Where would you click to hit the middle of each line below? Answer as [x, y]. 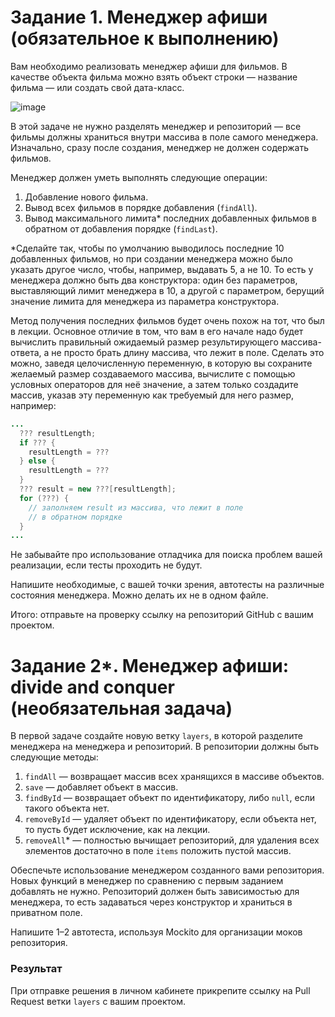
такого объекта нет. [67, 808]
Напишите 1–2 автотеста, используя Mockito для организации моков [156, 932]
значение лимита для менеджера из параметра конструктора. [145, 301]
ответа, [26, 352]
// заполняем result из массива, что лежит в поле [136, 507]
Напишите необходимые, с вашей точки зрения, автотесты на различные [167, 585]
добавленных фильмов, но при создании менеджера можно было [151, 258]
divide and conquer [92, 687]
